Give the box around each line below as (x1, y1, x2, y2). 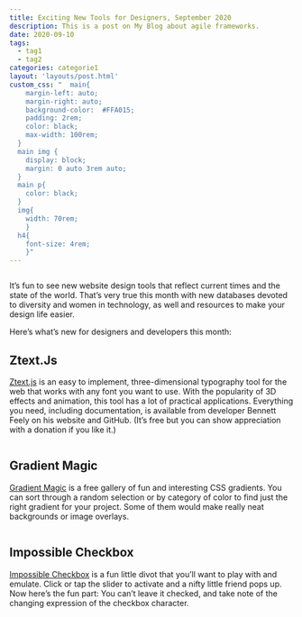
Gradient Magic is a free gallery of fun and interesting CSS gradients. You (9, 482, 282, 493)
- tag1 (17, 47, 42, 56)
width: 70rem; (25, 213, 78, 223)
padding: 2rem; (25, 113, 83, 122)
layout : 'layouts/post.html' (9, 72, 119, 81)
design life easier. (9, 309, 75, 320)
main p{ (17, 181, 47, 190)
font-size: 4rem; (25, 240, 91, 249)
